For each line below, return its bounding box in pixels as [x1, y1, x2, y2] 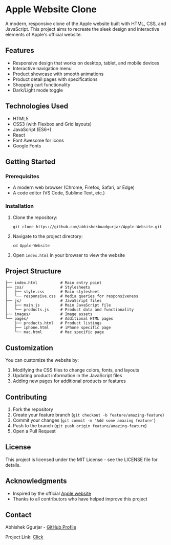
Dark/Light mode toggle [12, 87, 63, 93]
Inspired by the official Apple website [12, 490, 91, 496]
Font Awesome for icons [12, 137, 64, 143]
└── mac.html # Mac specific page [14, 330, 104, 335]
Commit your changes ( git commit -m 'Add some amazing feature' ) [12, 417, 156, 423]
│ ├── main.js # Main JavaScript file [5, 303, 111, 308]
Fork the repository [12, 406, 54, 412]
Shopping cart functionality [12, 81, 71, 88]
